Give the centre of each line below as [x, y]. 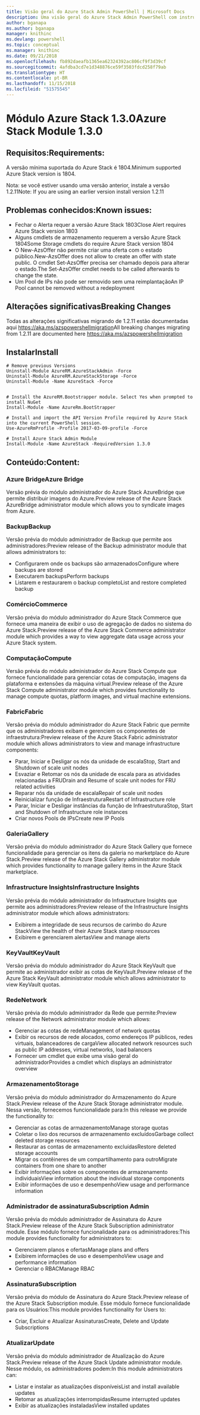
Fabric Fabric [25, 712]
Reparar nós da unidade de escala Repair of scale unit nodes [89, 793]
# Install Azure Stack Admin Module [51, 439]
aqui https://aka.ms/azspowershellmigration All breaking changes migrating [98, 327]
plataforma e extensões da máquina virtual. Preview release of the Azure [95, 683]
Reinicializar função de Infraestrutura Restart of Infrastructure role [95, 799]
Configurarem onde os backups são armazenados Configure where [97, 564]
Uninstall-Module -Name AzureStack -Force [60, 381]
